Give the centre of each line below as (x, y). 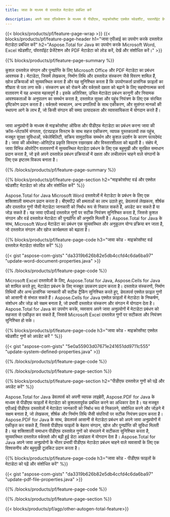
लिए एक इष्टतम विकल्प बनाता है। (32, 159)
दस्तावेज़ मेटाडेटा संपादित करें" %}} (34, 245)
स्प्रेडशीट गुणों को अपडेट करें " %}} (34, 336)
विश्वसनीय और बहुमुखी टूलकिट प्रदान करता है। (42, 448)
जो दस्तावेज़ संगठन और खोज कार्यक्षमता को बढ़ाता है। (48, 229)
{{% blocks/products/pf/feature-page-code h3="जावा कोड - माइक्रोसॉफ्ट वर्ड (79, 240)
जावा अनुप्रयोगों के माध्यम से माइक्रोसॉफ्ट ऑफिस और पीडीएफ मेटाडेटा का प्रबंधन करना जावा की (80, 125)
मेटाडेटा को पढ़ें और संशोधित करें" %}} (37, 464)
